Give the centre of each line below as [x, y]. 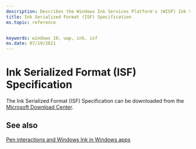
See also [22, 125]
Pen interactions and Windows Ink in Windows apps [68, 139]
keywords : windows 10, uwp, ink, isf [52, 38]
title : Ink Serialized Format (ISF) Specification [69, 17]
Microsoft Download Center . [40, 107]
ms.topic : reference [31, 22]
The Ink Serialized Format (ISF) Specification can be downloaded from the [95, 101]
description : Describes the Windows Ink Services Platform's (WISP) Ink [96, 11]
